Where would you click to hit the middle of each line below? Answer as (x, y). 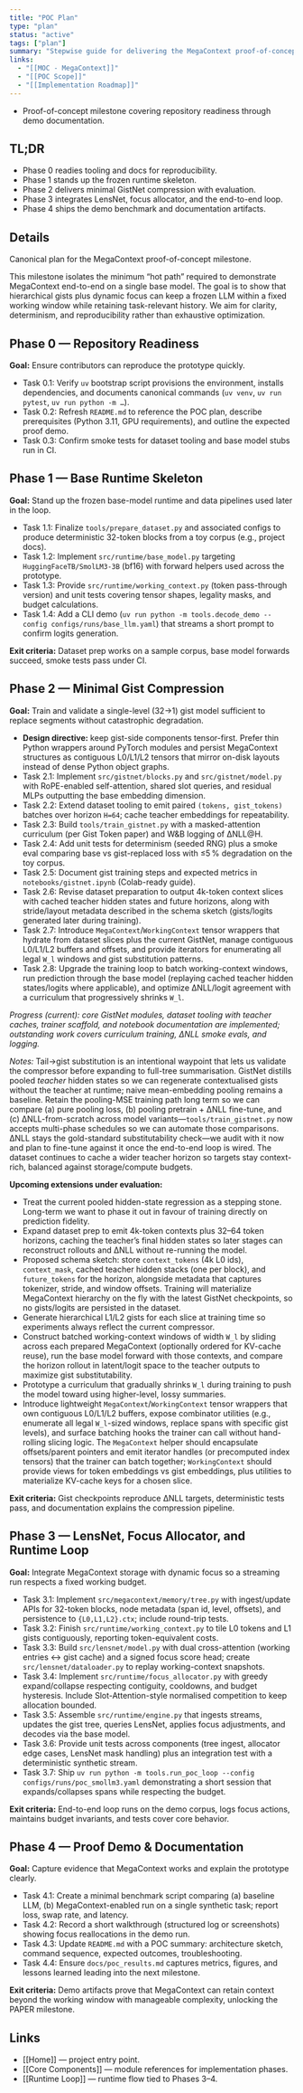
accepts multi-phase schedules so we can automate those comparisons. (144, 1128)
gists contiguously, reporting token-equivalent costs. (120, 1637)
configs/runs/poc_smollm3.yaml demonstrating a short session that (147, 1782)
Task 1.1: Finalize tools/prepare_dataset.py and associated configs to (151, 527)
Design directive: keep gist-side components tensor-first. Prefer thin (151, 737)
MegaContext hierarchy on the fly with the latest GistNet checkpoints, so (157, 1298)
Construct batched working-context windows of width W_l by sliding (149, 1336)
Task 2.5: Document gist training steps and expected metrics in (140, 872)
